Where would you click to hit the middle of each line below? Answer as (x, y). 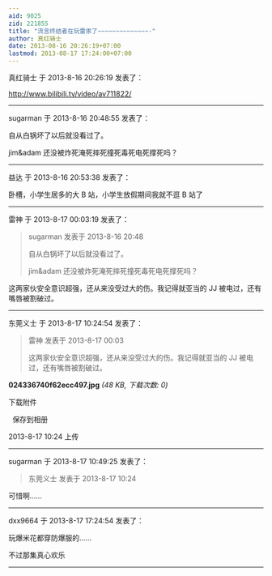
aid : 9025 (25, 16)
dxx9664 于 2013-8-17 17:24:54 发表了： (76, 521)
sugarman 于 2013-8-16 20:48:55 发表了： (79, 118)
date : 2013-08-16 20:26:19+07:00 (65, 46)
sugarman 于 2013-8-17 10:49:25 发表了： (78, 461)
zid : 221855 (28, 23)
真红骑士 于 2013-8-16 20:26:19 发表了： (76, 77)
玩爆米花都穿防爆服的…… (50, 538)
